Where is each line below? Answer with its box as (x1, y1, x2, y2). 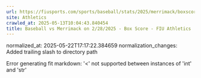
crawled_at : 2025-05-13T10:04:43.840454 (6, 20, 109, 26)
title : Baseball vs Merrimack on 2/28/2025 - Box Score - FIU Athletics (6, 25, 191, 32)
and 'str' (6, 67, 27, 74)
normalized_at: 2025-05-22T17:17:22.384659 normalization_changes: (6, 42, 178, 49)
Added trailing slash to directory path (6, 49, 98, 56)
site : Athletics (6, 14, 47, 20)
